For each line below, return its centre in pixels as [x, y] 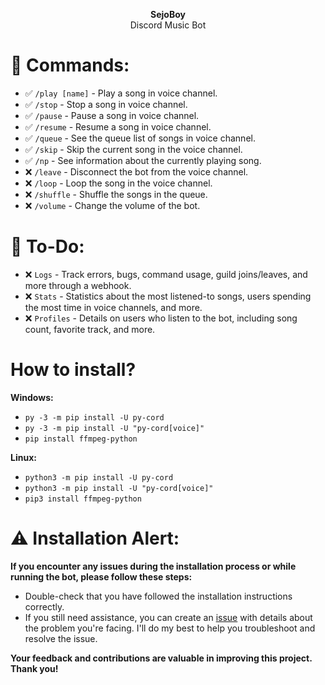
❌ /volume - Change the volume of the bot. [112, 205]
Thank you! [34, 668]
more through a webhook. [78, 285]
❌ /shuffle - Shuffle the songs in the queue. [116, 194]
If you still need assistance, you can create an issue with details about [168, 617]
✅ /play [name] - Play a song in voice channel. [121, 93]
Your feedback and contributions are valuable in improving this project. [161, 658]
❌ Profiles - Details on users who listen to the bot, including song [161, 318]
